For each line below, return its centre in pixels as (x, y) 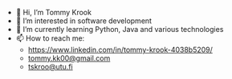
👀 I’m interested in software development (84, 21)
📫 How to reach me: (50, 38)
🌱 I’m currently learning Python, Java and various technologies (120, 29)
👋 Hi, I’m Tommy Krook (54, 12)
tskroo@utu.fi (51, 67)
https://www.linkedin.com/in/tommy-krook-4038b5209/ (120, 49)
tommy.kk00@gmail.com (69, 58)
